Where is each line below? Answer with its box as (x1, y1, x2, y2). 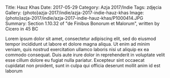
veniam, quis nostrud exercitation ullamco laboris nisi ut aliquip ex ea (5, 47, 149, 52)
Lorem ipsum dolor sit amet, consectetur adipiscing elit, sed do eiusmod (5, 35, 156, 42)
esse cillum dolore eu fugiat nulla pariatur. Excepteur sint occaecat (5, 57, 145, 63)
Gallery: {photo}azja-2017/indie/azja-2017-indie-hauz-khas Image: (5, 10, 144, 16)
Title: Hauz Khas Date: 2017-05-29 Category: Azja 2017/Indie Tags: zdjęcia (5, 5, 162, 10)
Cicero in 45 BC (5, 26, 39, 32)
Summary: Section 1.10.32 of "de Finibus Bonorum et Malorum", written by (5, 20, 160, 26)
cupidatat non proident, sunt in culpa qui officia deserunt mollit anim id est (5, 63, 161, 68)
